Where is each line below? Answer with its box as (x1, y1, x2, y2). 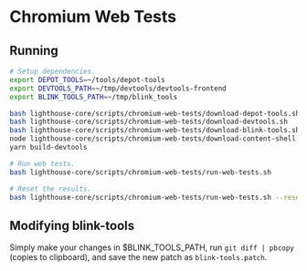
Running (9, 43, 59, 58)
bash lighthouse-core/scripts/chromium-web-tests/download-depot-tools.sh (9, 109, 301, 118)
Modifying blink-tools (9, 217, 135, 234)
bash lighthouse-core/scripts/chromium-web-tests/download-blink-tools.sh (9, 126, 301, 135)
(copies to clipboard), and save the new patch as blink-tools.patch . (9, 252, 268, 263)
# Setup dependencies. (9, 67, 96, 76)
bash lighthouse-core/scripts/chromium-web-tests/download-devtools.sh (9, 117, 288, 127)
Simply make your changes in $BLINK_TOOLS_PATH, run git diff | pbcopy (9, 242, 295, 253)
